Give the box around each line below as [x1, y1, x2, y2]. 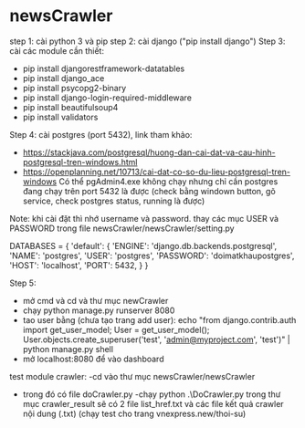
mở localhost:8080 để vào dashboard [22, 353, 164, 364]
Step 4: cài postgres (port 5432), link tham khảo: [9, 129, 193, 140]
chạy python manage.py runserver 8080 [22, 305, 175, 316]
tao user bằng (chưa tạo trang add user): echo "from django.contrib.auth [22, 314, 297, 325]
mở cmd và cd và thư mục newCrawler [22, 295, 169, 306]
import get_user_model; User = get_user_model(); [22, 324, 210, 335]
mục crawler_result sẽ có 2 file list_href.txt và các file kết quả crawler [22, 398, 285, 409]
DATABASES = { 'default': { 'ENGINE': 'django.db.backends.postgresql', [9, 240, 278, 251]
